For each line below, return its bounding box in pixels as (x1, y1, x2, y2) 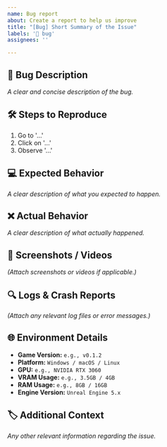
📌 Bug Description (7, 68, 88, 81)
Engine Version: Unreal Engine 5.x (17, 388, 121, 396)
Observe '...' (17, 146, 53, 154)
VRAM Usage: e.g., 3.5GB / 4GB (17, 373, 115, 381)
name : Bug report (7, 10, 58, 18)
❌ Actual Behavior (7, 209, 89, 222)
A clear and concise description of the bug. (7, 87, 134, 96)
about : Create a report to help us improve (7, 17, 137, 24)
